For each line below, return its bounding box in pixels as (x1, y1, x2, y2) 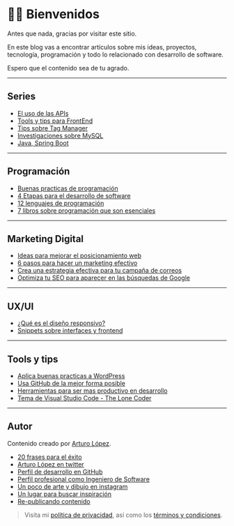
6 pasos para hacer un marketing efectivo (17, 259, 138, 267)
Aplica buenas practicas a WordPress (17, 372, 125, 380)
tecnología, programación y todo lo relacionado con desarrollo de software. (7, 50, 224, 59)
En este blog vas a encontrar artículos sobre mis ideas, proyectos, (7, 43, 197, 51)
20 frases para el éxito (17, 453, 82, 461)
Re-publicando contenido (17, 497, 91, 505)
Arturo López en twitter (17, 460, 85, 468)
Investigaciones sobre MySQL (17, 131, 104, 140)
